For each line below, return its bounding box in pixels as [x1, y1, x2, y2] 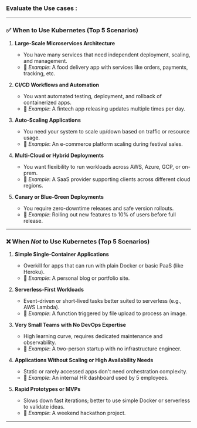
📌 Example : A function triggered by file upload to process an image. [23, 310, 187, 317]
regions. [23, 182, 43, 189]
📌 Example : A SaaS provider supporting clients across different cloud [23, 175, 191, 183]
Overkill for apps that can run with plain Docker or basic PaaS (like [23, 262, 184, 269]
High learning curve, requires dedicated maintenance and [23, 332, 163, 339]
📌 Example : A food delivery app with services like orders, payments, [23, 63, 188, 71]
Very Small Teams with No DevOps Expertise [14, 321, 126, 328]
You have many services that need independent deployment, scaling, [23, 51, 191, 58]
